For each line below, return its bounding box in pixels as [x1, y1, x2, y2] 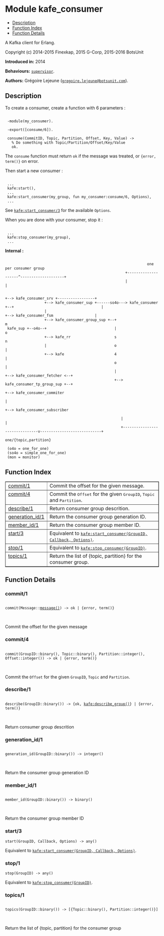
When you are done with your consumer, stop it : [5, 217, 103, 223]
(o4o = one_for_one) [7, 446, 49, 451]
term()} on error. [5, 158, 39, 164]
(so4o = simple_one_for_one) [7, 450, 67, 455]
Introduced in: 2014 [5, 58, 45, 64]
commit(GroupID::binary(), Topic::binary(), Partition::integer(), [5, 651, 145, 656]
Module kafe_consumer [5, 3, 103, 15]
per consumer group [5, 266, 45, 271]
